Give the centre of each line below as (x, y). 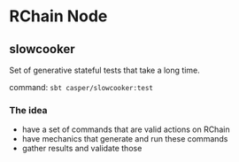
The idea (28, 110)
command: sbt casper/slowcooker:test (81, 87)
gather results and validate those (82, 149)
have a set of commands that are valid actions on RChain (126, 129)
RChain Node (58, 16)
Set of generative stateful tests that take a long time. (105, 70)
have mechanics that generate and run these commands (125, 139)
